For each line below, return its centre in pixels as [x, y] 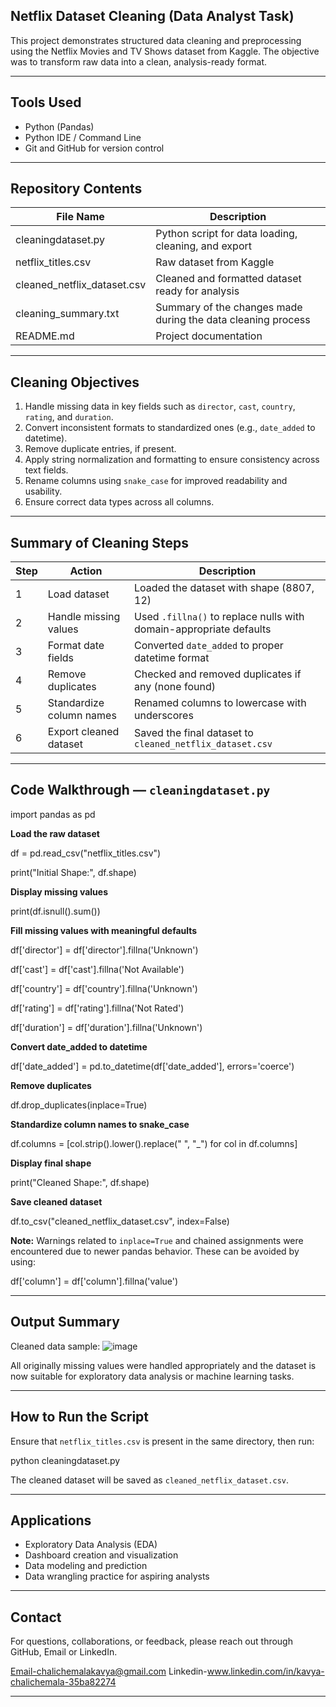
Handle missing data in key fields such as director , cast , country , [160, 406]
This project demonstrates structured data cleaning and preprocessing [156, 40]
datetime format [172, 658]
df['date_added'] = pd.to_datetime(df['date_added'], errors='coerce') [152, 1066]
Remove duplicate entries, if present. [100, 449]
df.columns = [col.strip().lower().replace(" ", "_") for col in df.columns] [154, 1143]
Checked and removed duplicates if [218, 674]
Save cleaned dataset [56, 1201]
